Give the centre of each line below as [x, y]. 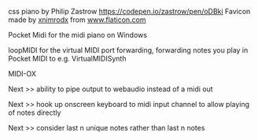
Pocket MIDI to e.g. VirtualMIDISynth [67, 59]
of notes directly [35, 112]
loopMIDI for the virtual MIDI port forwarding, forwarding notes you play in [128, 50]
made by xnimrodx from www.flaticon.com [77, 20]
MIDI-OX [22, 74]
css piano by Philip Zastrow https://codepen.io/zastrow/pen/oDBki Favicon [129, 11]
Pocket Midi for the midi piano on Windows [78, 35]
